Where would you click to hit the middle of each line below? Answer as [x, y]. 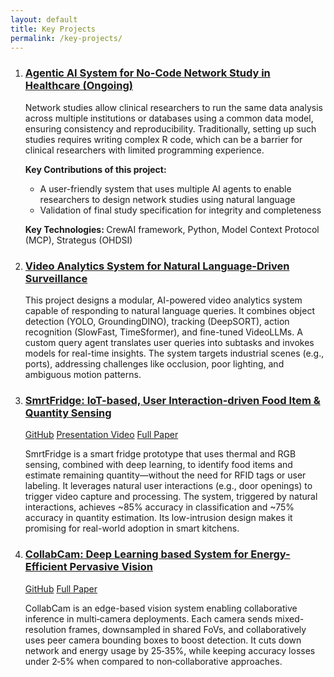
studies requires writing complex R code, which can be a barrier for [163, 139]
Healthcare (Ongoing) [78, 86]
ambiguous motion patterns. [83, 374]
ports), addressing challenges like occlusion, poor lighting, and [154, 363]
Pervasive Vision [111, 567]
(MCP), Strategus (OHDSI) [78, 240]
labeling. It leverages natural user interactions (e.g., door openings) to [168, 486]
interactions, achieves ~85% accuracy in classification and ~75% [159, 507]
